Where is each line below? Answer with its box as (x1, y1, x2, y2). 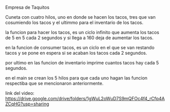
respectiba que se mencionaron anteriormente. (5, 81, 104, 86)
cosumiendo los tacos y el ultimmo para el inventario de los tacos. (5, 20, 144, 25)
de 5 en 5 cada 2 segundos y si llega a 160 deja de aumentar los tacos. (5, 35, 154, 41)
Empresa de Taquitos (5, 5, 50, 10)
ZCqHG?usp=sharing (5, 101, 49, 107)
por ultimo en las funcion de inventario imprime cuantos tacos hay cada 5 (5, 60, 159, 65)
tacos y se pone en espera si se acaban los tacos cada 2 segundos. (5, 50, 147, 56)
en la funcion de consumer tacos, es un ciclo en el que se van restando (5, 45, 155, 50)
